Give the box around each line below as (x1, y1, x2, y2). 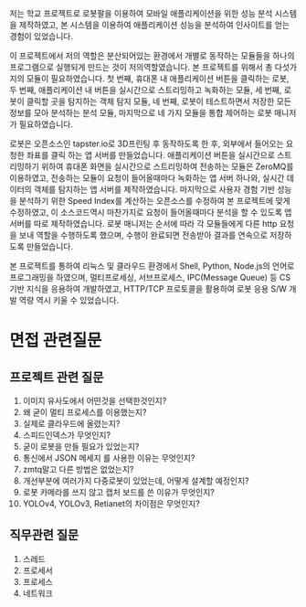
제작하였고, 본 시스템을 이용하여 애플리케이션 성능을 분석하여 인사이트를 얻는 (18, 19, 290, 30)
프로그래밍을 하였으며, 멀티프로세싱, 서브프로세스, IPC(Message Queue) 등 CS (9, 272, 290, 282)
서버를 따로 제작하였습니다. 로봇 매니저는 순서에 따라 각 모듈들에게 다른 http (9, 218, 278, 229)
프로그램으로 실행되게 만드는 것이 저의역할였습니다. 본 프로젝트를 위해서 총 (9, 62, 273, 72)
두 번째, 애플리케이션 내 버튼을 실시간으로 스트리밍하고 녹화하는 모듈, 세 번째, (9, 85, 282, 95)
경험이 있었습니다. (9, 31, 74, 41)
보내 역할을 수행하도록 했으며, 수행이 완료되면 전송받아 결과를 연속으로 (18, 229, 268, 240)
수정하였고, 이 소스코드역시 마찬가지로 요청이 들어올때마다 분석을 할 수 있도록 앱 (9, 207, 292, 218)
